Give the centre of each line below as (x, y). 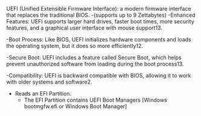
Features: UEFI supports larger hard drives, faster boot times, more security (100, 21)
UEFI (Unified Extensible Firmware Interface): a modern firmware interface (99, 9)
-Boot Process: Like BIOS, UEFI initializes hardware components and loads (99, 39)
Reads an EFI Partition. (43, 93)
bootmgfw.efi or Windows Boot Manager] (75, 106)
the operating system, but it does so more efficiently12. (75, 46)
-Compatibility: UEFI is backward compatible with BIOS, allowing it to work (99, 75)
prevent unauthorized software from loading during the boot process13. (95, 64)
